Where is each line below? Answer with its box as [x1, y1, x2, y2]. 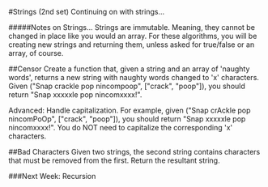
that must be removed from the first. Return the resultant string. [8, 155, 220, 165]
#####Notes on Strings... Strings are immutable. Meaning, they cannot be [8, 23, 255, 32]
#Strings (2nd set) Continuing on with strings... [8, 7, 164, 16]
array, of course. [8, 49, 64, 57]
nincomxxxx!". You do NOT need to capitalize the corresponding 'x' [8, 123, 233, 132]
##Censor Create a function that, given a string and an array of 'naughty [8, 64, 250, 74]
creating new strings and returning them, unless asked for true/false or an [8, 40, 255, 49]
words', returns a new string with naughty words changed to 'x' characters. [8, 73, 259, 82]
